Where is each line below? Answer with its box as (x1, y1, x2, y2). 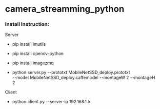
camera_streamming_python (5, 3, 124, 15)
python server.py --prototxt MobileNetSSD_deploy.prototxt (12, 70, 130, 75)
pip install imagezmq (12, 60, 54, 66)
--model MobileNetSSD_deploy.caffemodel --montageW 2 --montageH (12, 74, 155, 81)
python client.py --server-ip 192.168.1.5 (12, 99, 91, 105)
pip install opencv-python (12, 51, 64, 56)
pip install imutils (12, 41, 46, 47)
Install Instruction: (5, 21, 50, 28)
